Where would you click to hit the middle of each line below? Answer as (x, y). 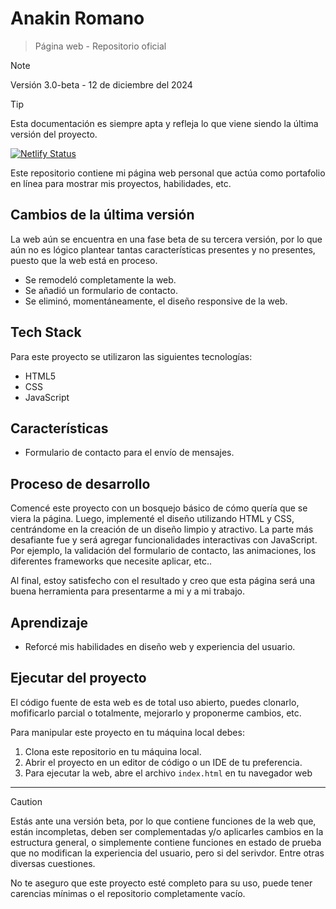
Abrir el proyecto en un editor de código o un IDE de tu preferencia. (163, 762)
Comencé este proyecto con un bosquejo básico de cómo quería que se (159, 508)
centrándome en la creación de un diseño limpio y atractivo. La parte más (162, 529)
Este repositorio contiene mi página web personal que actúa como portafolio (168, 173)
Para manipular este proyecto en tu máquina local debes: (127, 732)
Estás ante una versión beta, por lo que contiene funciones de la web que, (163, 821)
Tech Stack (46, 332)
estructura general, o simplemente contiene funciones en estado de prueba (166, 842)
